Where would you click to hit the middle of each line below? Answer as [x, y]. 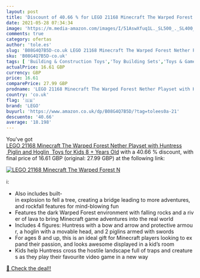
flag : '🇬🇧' [21, 100]
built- [56, 193]
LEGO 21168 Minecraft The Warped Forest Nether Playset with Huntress [94, 146]
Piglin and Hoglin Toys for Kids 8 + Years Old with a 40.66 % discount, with [101, 152]
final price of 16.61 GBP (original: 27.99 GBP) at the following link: [86, 158]
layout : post [22, 12]
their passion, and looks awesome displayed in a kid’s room [101, 244]
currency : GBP [24, 73]
